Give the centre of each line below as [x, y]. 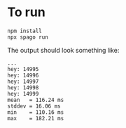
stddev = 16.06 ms [34, 106]
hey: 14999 [23, 94]
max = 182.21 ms [36, 118]
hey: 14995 [23, 69]
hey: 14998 [23, 88]
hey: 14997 [23, 82]
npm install [24, 31]
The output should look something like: [63, 50]
